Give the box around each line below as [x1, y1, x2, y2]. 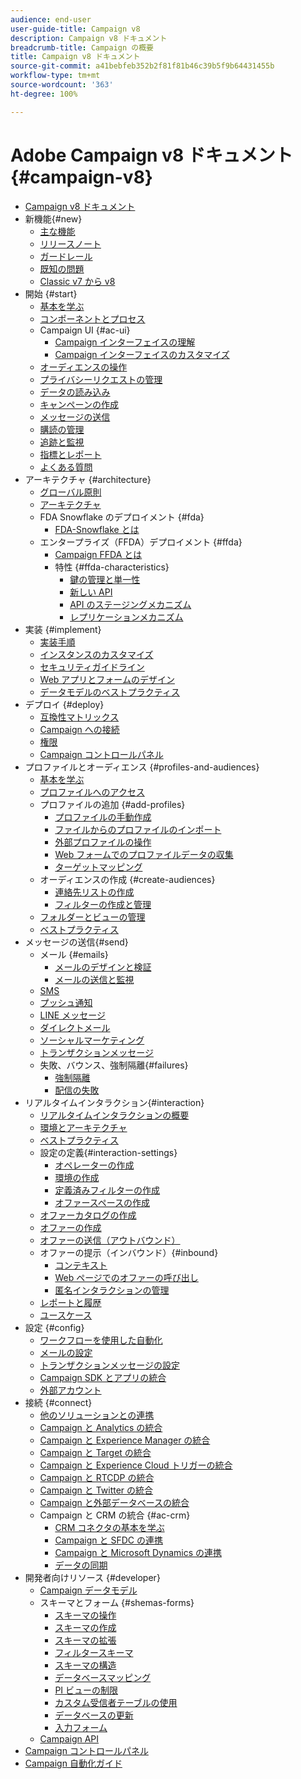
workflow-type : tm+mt [10, 71, 101, 81]
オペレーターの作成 [54, 1159, 135, 1171]
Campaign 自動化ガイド [24, 1757, 123, 1769]
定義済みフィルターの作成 [54, 1184, 161, 1196]
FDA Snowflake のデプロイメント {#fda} [39, 511, 205, 523]
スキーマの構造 [54, 1659, 117, 1671]
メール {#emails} [39, 948, 109, 960]
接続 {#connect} [24, 1396, 93, 1408]
